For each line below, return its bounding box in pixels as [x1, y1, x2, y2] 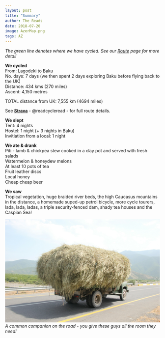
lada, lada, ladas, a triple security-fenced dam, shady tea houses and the [5, 204, 153, 210]
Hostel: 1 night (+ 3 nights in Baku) [5, 128, 75, 134]
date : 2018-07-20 [5, 24, 41, 28]
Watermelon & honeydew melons [5, 158, 72, 164]
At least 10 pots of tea [5, 164, 49, 169]
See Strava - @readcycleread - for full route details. [5, 108, 110, 113]
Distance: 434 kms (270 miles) [5, 84, 67, 89]
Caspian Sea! [5, 209, 32, 215]
